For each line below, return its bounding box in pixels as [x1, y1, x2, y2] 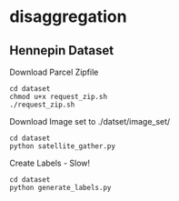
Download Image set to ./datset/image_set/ [9, 116, 171, 126]
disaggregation [9, 6, 127, 27]
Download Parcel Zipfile [9, 66, 99, 77]
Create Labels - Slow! [9, 157, 91, 168]
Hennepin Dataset [9, 43, 114, 58]
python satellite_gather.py [9, 142, 116, 151]
